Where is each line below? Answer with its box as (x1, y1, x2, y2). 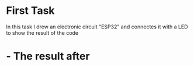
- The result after (6, 50, 90, 63)
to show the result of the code (6, 29, 79, 36)
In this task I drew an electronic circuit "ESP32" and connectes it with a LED (6, 23, 188, 30)
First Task (6, 4, 55, 17)
